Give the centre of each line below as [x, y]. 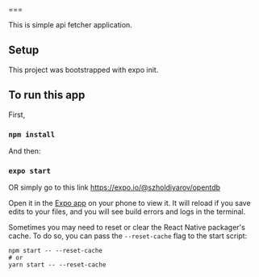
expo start [29, 171]
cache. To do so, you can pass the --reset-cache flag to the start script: [128, 236]
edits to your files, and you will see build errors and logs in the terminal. [127, 212]
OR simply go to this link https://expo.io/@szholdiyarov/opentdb [114, 187]
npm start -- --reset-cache [56, 251]
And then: [25, 151]
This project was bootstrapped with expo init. [84, 69]
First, [17, 115]
